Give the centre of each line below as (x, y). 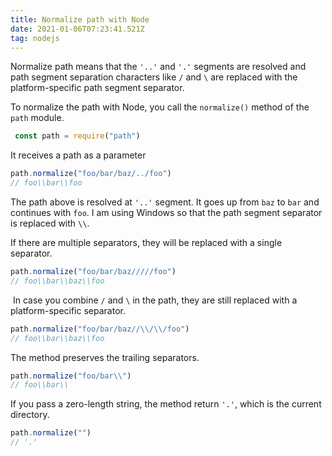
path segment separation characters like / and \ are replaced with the (154, 77)
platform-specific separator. (68, 310)
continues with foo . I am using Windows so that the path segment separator (166, 212)
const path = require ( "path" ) (77, 136)
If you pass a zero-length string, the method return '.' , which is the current (166, 404)
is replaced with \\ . (50, 223)
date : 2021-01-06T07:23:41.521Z (77, 29)
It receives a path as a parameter (78, 155)
